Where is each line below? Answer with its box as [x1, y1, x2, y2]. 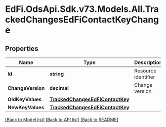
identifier [134, 73, 155, 80]
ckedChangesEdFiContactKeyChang [5, 14, 159, 25]
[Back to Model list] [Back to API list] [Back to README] [5, 117, 119, 123]
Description [134, 59, 163, 65]
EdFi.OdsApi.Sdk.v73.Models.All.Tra [5, 3, 159, 15]
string [49, 70, 64, 77]
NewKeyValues [7, 104, 44, 111]
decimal [49, 85, 69, 91]
